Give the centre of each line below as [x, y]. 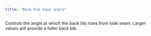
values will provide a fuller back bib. [41, 28]
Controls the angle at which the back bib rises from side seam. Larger [75, 23]
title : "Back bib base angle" [36, 9]
